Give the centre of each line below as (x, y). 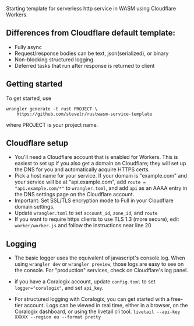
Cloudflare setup (37, 143)
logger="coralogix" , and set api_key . (59, 288)
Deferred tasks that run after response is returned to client (84, 65)
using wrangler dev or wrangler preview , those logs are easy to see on (99, 264)
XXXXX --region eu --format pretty (58, 317)
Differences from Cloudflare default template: (91, 33)
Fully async (28, 47)
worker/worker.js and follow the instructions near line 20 (83, 226)
